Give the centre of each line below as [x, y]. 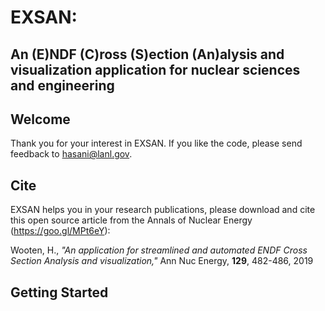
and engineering [62, 85]
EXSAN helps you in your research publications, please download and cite [163, 210]
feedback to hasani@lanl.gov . [71, 154]
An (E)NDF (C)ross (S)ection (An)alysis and [147, 54]
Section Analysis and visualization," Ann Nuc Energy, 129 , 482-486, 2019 [162, 261]
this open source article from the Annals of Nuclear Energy [131, 220]
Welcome [40, 119]
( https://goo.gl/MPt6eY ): [60, 231]
